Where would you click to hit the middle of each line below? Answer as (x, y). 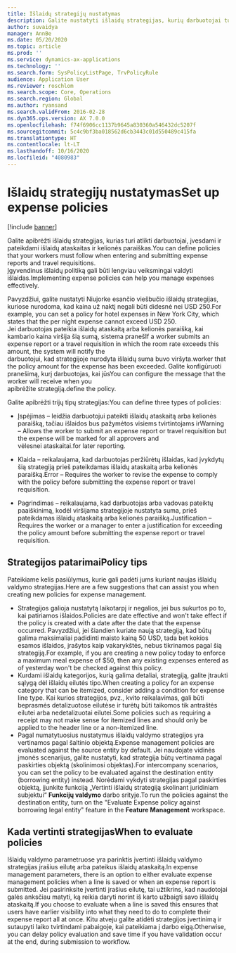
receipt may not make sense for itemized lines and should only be (112, 720)
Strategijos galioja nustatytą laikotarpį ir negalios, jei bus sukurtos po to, (122, 608)
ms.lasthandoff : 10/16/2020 (48, 151)
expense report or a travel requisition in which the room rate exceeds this (113, 344)
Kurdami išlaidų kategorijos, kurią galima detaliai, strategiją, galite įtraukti (123, 675)
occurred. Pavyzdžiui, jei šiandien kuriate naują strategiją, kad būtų (114, 630)
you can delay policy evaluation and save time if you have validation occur (115, 934)
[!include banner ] (32, 226)
